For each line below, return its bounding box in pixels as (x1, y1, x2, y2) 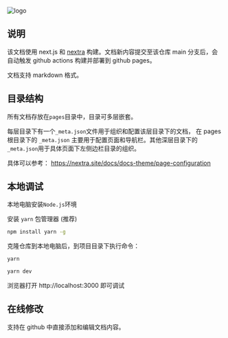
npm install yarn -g (7, 229, 67, 236)
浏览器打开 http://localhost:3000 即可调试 (7, 282, 125, 290)
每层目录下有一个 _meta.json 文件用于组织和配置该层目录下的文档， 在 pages (7, 127, 222, 135)
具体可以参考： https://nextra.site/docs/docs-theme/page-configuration (7, 159, 211, 167)
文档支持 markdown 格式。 (7, 71, 83, 79)
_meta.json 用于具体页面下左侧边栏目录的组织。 (7, 144, 141, 153)
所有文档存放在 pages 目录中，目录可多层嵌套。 (7, 112, 137, 120)
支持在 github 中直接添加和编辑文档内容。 (7, 323, 125, 331)
